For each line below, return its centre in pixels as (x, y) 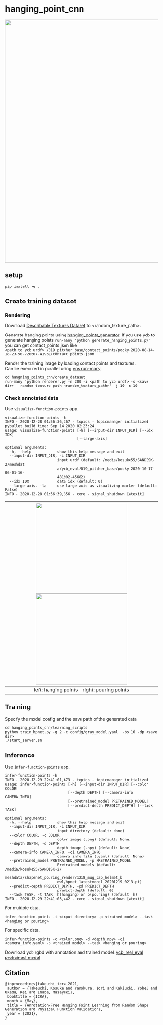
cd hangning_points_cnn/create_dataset (45, 377)
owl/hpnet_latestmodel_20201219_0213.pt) (99, 882)
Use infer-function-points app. (38, 767)
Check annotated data (32, 398)
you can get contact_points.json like (41, 345)
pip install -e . (23, 286)
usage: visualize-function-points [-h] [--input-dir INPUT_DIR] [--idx (79, 430)
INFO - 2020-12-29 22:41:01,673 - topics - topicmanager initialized (77, 780)
